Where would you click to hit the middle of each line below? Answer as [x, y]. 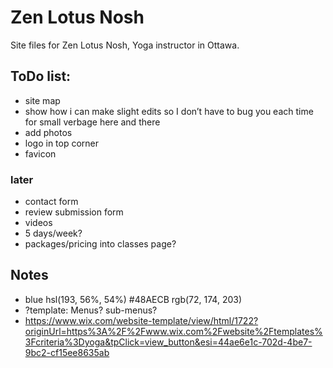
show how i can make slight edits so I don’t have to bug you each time [169, 111]
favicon [40, 153]
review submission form [74, 212]
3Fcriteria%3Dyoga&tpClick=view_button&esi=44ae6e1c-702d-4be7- [168, 342]
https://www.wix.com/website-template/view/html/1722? [141, 320]
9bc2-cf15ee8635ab [67, 352]
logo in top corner [62, 143]
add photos [48, 132]
